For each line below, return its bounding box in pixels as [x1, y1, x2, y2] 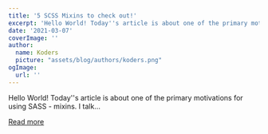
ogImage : [8, 64, 37, 72]
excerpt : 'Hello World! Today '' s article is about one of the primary [8, 19, 248, 27]
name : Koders [15, 49, 59, 57]
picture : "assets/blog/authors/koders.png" [15, 57, 162, 65]
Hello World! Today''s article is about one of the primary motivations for [8, 93, 243, 102]
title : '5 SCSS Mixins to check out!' [8, 11, 137, 20]
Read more [8, 116, 45, 126]
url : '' [15, 71, 41, 79]
